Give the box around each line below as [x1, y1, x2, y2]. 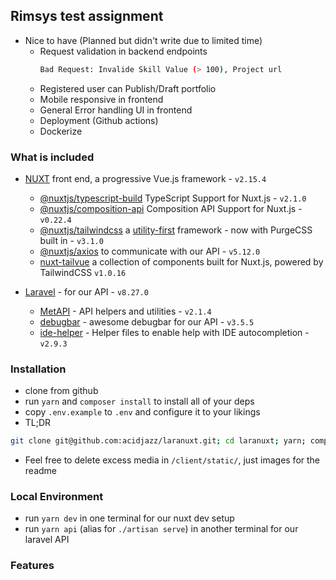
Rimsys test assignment [10, 8, 164, 25]
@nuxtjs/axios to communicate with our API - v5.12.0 [39, 245, 261, 257]
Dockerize [39, 125, 83, 137]
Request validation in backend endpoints [39, 45, 208, 57]
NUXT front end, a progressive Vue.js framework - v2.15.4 [24, 172, 267, 184]
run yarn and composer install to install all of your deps [24, 395, 255, 408]
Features [10, 559, 55, 573]
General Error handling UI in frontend [39, 104, 193, 116]
